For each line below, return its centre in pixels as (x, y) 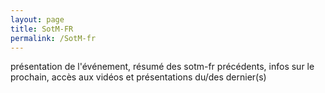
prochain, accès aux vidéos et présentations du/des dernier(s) (138, 77)
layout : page (37, 19)
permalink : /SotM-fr (53, 38)
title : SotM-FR (42, 29)
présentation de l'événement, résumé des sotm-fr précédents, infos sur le (162, 67)
